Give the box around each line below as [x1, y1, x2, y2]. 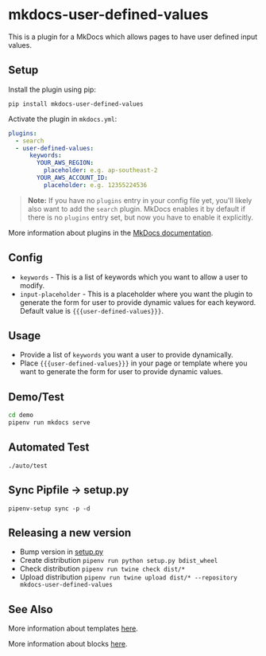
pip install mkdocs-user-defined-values [8, 100, 145, 108]
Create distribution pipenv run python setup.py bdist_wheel [19, 556, 218, 565]
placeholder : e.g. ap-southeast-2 [43, 166, 158, 174]
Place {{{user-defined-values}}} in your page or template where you [19, 358, 248, 368]
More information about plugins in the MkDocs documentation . [8, 228, 214, 237]
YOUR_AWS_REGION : [37, 159, 94, 167]
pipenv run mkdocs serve [8, 419, 91, 427]
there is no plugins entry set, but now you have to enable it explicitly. [27, 213, 254, 222]
